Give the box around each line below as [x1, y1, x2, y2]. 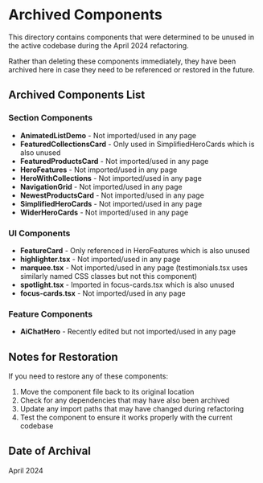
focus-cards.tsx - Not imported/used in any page [19, 288, 187, 298]
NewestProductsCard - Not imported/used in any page [19, 190, 205, 200]
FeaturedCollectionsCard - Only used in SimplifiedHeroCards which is [19, 139, 255, 149]
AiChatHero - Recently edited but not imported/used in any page [19, 327, 236, 337]
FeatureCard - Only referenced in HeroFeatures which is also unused [19, 245, 251, 255]
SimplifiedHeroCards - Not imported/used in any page [19, 199, 203, 208]
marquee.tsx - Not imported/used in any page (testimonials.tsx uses [19, 263, 248, 272]
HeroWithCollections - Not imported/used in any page [19, 173, 203, 182]
